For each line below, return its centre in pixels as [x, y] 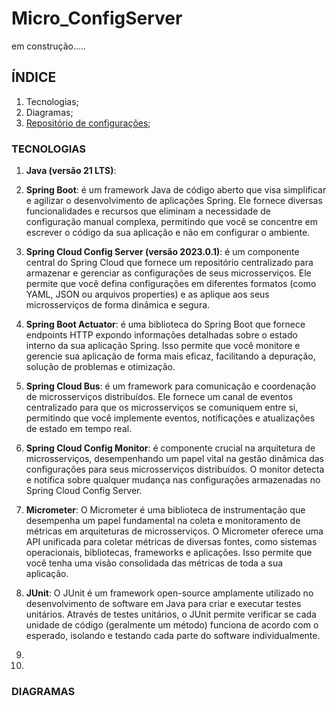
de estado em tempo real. [79, 429]
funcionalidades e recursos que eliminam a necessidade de [148, 211]
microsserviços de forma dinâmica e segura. [118, 305]
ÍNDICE [34, 77]
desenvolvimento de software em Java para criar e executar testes [163, 604]
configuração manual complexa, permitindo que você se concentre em [171, 222]
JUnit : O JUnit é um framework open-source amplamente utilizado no [169, 593]
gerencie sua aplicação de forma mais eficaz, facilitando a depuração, [170, 356]
